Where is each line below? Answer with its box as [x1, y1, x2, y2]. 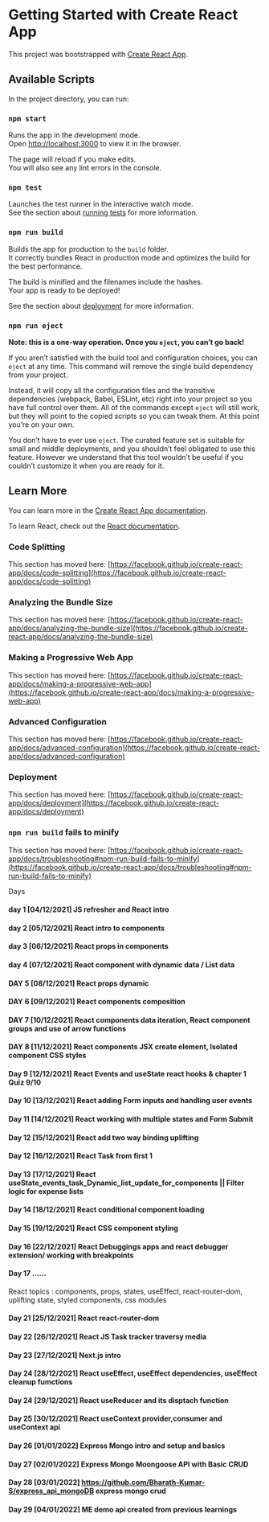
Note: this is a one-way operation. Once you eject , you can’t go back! [8, 337, 245, 347]
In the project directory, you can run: [8, 94, 129, 104]
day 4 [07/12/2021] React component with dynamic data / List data [8, 959, 235, 970]
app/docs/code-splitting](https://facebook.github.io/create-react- [8, 568, 226, 578]
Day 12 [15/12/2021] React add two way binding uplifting [8, 1132, 199, 1143]
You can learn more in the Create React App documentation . [8, 505, 208, 515]
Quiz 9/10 [8, 1077, 42, 1087]
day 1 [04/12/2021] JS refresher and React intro [8, 905, 169, 914]
